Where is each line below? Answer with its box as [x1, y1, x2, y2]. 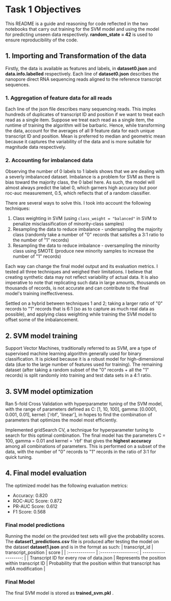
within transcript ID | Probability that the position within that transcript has [5, 560, 161, 566]
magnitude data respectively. [5, 144, 66, 150]
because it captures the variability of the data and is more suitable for [5, 139, 152, 145]
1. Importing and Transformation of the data [5, 52, 146, 60]
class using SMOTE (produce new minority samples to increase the [12, 248, 154, 254]
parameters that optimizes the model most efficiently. [5, 417, 117, 423]
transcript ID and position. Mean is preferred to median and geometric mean [5, 133, 166, 139]
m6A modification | [5, 566, 45, 572]
